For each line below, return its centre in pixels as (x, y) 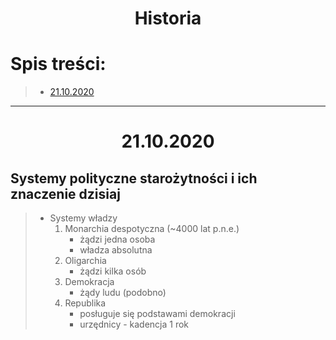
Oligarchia (85, 261)
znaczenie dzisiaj (65, 193)
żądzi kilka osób (113, 271)
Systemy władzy (83, 218)
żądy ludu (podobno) (123, 293)
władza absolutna (116, 250)
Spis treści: (58, 64)
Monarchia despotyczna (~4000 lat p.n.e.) (152, 229)
